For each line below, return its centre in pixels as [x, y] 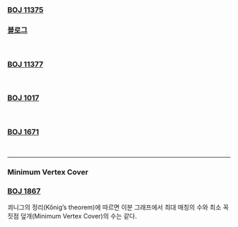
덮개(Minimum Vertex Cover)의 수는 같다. [79, 216]
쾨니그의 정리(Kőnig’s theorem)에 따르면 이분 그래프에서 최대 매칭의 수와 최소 [114, 207]
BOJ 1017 [23, 98]
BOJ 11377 [25, 64]
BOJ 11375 [25, 10]
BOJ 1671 [23, 132]
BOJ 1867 [24, 191]
